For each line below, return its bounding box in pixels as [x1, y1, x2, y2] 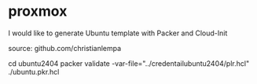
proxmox [8, 2, 68, 20]
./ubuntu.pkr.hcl [8, 67, 60, 76]
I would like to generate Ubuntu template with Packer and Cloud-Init [8, 28, 228, 38]
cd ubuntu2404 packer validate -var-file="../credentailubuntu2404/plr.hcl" [8, 58, 250, 68]
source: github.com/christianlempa [8, 43, 122, 53]
